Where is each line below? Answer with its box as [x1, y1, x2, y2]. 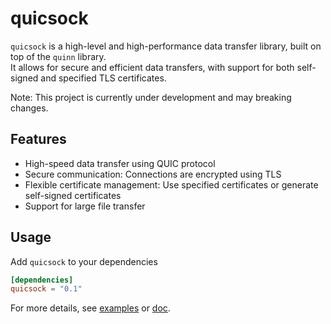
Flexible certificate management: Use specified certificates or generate [24, 178, 319, 191]
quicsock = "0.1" [10, 284, 83, 294]
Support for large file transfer [24, 200, 146, 212]
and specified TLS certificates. [40, 72, 167, 84]
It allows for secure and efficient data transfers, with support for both [10, 61, 295, 73]
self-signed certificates [24, 189, 122, 201]
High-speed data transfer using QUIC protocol [24, 157, 216, 169]
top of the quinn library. [10, 50, 107, 62]
